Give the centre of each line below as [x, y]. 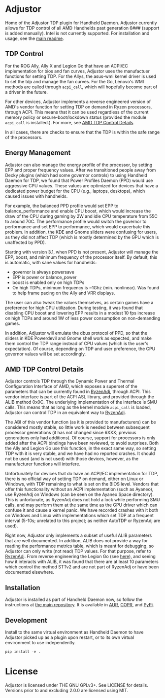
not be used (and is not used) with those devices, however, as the [72, 459]
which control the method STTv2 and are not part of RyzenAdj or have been [82, 567]
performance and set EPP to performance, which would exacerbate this [78, 227]
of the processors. [24, 137]
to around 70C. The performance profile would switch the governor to [76, 221]
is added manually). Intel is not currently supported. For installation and [77, 33]
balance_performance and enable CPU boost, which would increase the [78, 211]
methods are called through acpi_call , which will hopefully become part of [81, 87]
